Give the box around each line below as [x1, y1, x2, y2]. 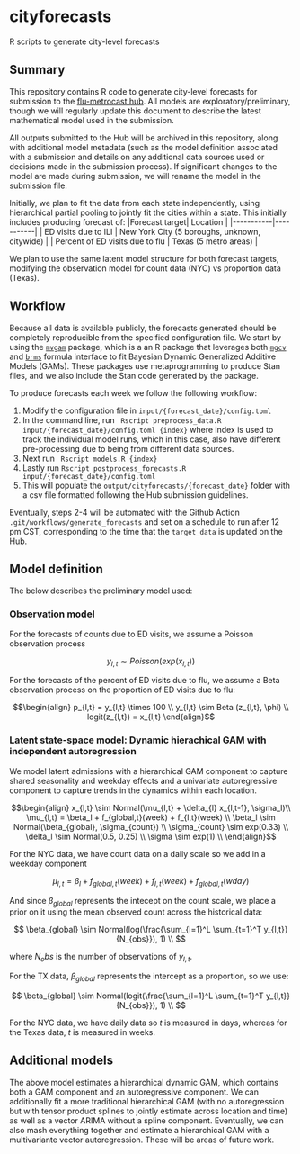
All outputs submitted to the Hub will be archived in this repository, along [9, 132, 278, 143]
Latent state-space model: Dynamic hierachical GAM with [9, 734, 267, 746]
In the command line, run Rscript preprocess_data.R [22, 414, 222, 425]
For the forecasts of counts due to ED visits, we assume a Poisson [9, 628, 254, 639]
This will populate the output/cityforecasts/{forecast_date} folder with [22, 480, 290, 491]
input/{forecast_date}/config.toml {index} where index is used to [22, 424, 274, 435]
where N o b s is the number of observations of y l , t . [9, 951, 193, 964]
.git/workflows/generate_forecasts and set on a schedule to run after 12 [9, 516, 280, 527]
